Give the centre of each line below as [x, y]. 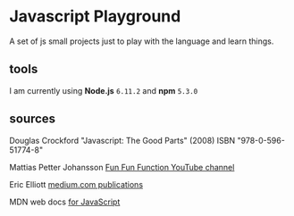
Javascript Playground [95, 17]
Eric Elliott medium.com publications [76, 184]
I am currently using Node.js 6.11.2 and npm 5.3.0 [104, 90]
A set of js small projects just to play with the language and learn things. [142, 41]
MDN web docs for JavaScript [65, 202]
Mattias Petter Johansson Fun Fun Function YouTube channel [122, 167]
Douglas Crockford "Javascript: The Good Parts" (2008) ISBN [122, 140]
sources [33, 119]
